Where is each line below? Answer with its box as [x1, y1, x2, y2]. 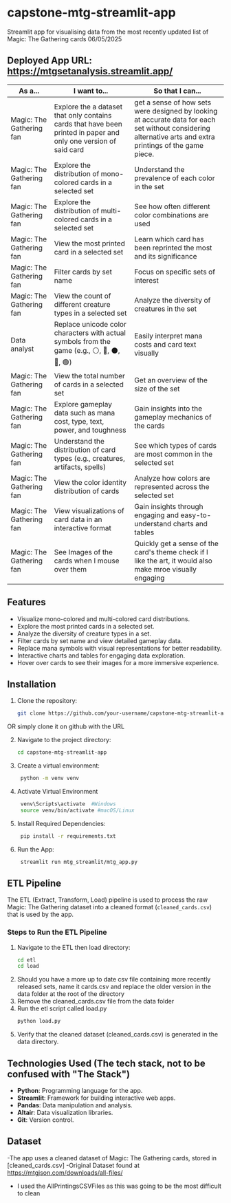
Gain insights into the [133, 404, 203, 413]
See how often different [133, 202, 210, 211]
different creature [54, 299, 111, 309]
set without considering [133, 123, 211, 133]
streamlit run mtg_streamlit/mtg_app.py [20, 858, 138, 865]
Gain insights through [133, 501, 203, 511]
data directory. [16, 1037, 59, 1046]
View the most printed [54, 239, 125, 248]
